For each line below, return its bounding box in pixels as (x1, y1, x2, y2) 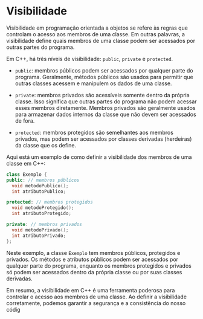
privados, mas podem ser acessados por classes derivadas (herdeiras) (14, 135, 192, 143)
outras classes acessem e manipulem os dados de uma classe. (14, 80, 172, 87)
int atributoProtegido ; (11, 210, 71, 217)
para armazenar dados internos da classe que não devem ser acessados (14, 111, 196, 118)
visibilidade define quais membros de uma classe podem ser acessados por (6, 37, 196, 44)
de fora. (14, 117, 35, 124)
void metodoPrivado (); (11, 227, 69, 233)
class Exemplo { (6, 171, 47, 178)
